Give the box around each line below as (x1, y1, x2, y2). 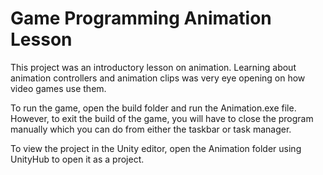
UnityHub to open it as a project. (10, 153, 145, 165)
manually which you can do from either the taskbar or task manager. (10, 123, 292, 135)
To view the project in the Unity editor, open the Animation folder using (10, 142, 302, 154)
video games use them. (10, 82, 107, 94)
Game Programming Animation (10, 7, 272, 30)
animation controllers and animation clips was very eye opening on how (10, 72, 306, 84)
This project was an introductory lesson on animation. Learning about (10, 61, 297, 73)
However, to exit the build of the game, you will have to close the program (10, 112, 314, 124)
